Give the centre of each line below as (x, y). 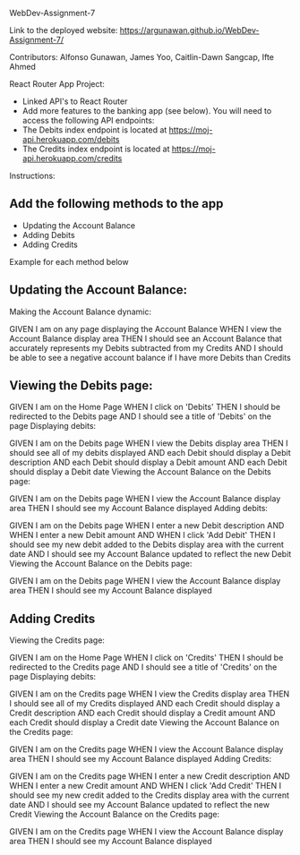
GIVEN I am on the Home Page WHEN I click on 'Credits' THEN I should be (146, 658)
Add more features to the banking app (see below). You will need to (147, 111)
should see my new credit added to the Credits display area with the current (149, 795)
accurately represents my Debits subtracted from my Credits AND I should (146, 347)
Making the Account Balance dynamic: (81, 312)
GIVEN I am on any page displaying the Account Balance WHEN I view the (146, 329)
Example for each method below (69, 261)
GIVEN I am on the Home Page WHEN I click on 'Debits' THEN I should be (145, 407)
